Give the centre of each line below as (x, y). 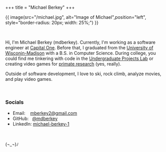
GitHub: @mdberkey (35, 118)
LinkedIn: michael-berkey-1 (41, 124)
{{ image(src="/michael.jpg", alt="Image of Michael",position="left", (76, 17)
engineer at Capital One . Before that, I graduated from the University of (79, 48)
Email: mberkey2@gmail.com (45, 113)
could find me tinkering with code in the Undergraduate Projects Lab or (79, 58)
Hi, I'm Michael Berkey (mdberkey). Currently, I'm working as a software (80, 42)
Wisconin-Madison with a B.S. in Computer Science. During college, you (80, 53)
